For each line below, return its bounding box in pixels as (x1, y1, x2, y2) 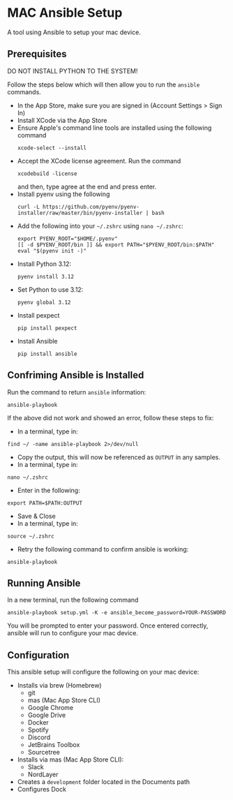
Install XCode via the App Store (17, 116, 107, 124)
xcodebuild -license (17, 170, 77, 177)
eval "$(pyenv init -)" (17, 247, 87, 254)
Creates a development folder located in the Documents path (17, 778, 190, 786)
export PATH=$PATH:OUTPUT (7, 499, 82, 507)
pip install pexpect (17, 325, 77, 332)
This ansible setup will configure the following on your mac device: (7, 668, 200, 676)
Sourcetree (27, 748, 61, 757)
